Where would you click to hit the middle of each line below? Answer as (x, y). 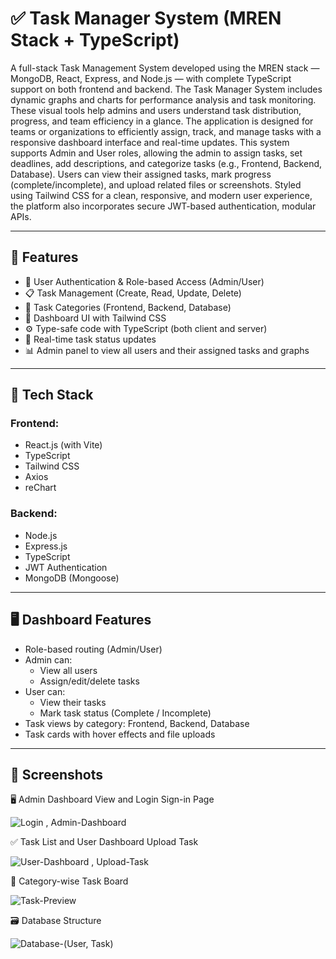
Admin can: (48, 659)
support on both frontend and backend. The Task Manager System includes (166, 89)
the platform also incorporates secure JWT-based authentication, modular (163, 206)
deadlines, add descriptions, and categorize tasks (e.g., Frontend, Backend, (166, 163)
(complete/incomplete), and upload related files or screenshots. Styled (156, 184)
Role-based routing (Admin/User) (93, 649)
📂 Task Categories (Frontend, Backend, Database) (128, 307)
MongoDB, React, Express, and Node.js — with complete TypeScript (151, 78)
